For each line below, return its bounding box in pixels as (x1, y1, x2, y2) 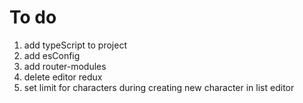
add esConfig (23, 49, 81, 61)
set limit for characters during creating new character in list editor (23, 81, 295, 93)
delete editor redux (23, 71, 103, 83)
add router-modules (23, 60, 107, 72)
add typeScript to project (23, 39, 127, 51)
